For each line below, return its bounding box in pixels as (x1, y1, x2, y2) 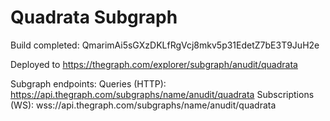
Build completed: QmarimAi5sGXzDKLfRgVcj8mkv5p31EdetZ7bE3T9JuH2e (10, 39, 320, 51)
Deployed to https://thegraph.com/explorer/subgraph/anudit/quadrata (10, 58, 298, 70)
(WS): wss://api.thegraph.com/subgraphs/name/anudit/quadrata (10, 99, 277, 111)
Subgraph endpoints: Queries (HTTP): (10, 77, 167, 90)
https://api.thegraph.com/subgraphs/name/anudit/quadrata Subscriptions (10, 88, 315, 100)
